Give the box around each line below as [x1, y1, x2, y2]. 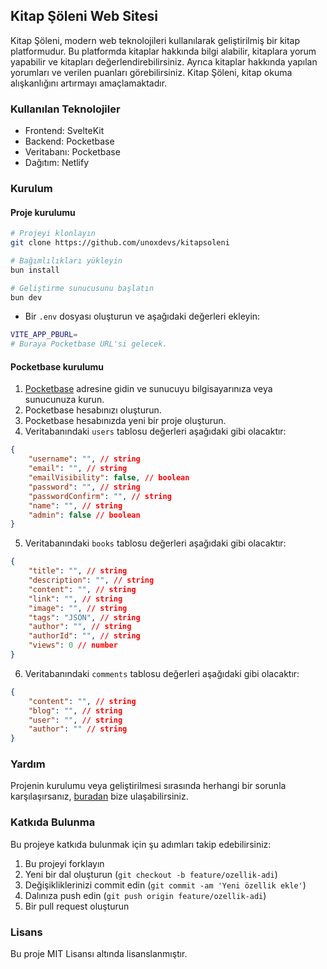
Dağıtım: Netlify [24, 157, 90, 169]
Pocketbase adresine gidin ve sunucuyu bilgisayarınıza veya [24, 383, 273, 395]
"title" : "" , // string [28, 566, 128, 576]
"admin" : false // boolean [28, 510, 141, 520]
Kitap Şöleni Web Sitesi [10, 8, 159, 25]
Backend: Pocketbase [24, 135, 115, 148]
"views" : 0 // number [28, 640, 118, 651]
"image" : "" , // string [28, 603, 128, 613]
